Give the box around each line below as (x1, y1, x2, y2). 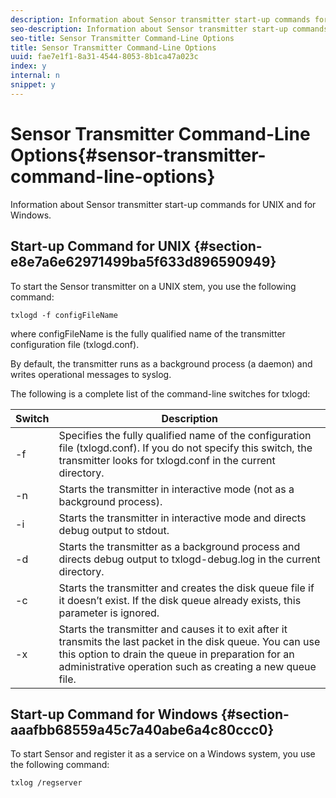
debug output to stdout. (58, 523, 170, 537)
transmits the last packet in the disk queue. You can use (58, 634, 321, 648)
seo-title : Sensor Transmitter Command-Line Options (10, 33, 235, 43)
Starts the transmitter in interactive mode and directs (58, 511, 307, 525)
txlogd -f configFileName (10, 310, 118, 320)
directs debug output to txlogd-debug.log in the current (58, 552, 321, 566)
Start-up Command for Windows (10, 706, 218, 723)
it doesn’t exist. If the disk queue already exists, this (58, 593, 302, 607)
